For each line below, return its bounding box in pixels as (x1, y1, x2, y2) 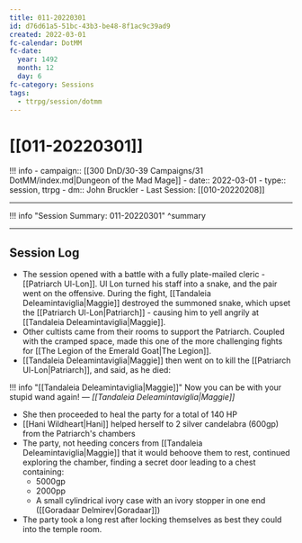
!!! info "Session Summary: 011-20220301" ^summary (9, 211, 207, 222)
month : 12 (17, 64, 54, 73)
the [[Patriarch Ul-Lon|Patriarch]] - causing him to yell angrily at (22, 307, 259, 318)
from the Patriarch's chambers (22, 429, 137, 439)
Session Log (9, 245, 80, 260)
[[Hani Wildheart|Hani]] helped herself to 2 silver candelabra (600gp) (22, 419, 280, 430)
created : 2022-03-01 (9, 30, 87, 39)
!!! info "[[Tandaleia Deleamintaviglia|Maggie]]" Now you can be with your (9, 382, 282, 393)
